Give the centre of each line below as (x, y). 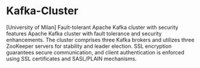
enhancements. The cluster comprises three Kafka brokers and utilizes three (100, 40)
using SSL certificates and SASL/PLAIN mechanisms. (72, 59)
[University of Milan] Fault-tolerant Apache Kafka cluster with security (92, 27)
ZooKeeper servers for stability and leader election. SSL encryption (89, 46)
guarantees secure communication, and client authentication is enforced (96, 52)
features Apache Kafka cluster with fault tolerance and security (84, 33)
